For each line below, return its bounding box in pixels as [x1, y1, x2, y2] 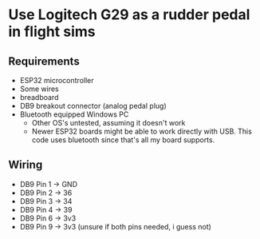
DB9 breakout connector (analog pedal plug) [19, 102, 167, 110]
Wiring [8, 158, 43, 172]
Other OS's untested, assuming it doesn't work [31, 118, 186, 127]
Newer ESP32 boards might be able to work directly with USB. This [31, 126, 253, 136]
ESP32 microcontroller [19, 76, 94, 85]
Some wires [19, 84, 59, 94]
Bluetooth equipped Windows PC [19, 110, 129, 119]
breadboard [19, 93, 59, 102]
